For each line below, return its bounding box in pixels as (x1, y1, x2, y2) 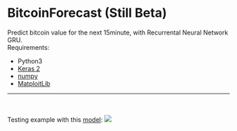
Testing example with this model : (7, 115, 104, 124)
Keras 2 (17, 64, 40, 73)
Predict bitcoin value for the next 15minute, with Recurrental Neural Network (7, 28, 229, 37)
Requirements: (7, 43, 49, 51)
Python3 (17, 56, 42, 65)
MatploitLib (17, 79, 51, 87)
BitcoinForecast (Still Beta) (7, 5, 167, 21)
